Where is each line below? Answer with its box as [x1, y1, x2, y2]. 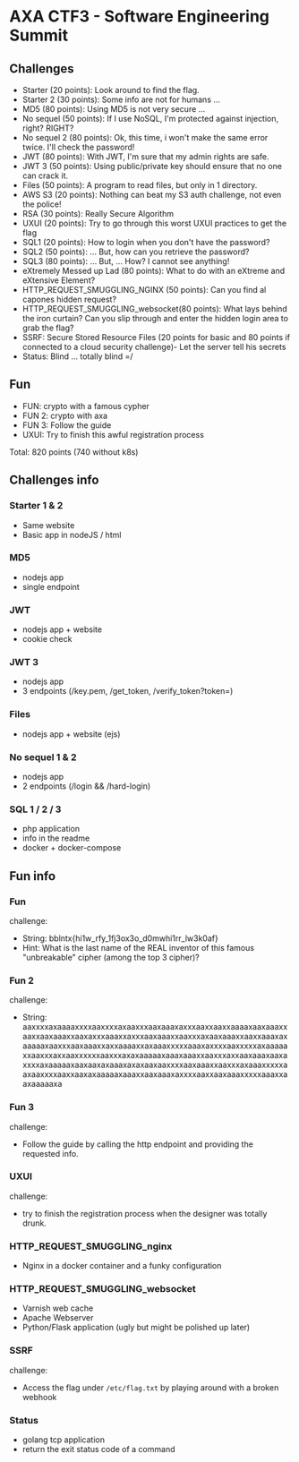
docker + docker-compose [21, 842, 122, 853]
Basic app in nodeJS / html [21, 529, 122, 540]
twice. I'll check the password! [21, 141, 135, 152]
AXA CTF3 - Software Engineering [9, 6, 270, 27]
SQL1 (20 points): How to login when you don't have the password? [21, 237, 270, 247]
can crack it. [21, 170, 69, 181]
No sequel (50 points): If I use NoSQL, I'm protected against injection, [21, 114, 279, 124]
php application [21, 824, 81, 834]
